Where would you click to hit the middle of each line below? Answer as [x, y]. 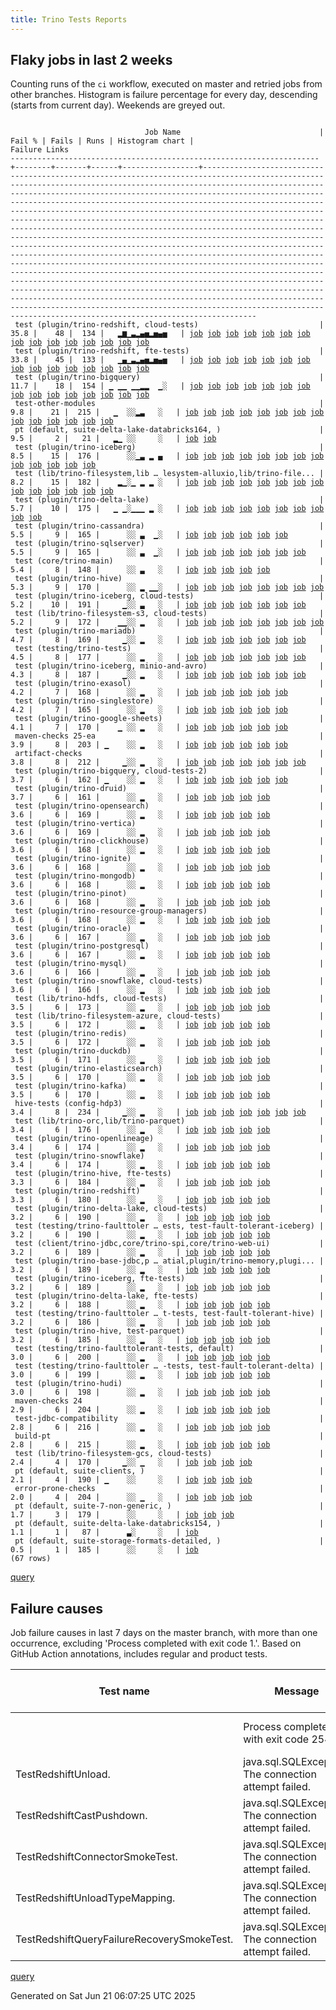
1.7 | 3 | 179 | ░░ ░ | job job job [122, 1515]
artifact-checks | [169, 754]
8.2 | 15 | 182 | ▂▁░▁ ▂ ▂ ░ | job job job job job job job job [167, 482]
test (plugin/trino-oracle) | [169, 929]
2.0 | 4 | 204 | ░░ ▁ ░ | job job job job [131, 1497]
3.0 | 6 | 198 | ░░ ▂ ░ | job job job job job [140, 1392]
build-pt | [169, 1436]
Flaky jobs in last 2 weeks [91, 60]
